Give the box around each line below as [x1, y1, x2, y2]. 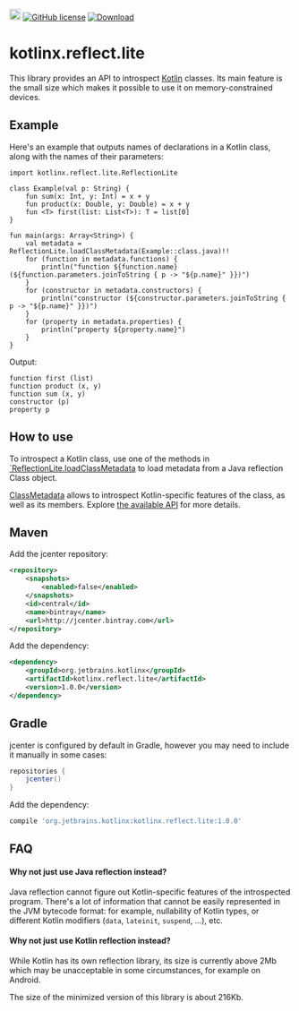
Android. [9, 974, 41, 985]
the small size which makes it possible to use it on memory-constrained [9, 81, 273, 93]
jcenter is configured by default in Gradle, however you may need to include [9, 740, 289, 750]
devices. [9, 91, 41, 102]
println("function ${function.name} [41, 262, 178, 271]
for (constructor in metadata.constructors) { [25, 286, 202, 295]
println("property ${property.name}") [41, 325, 186, 334]
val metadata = [25, 238, 82, 248]
